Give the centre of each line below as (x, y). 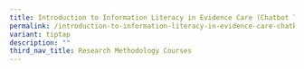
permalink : (30, 26)
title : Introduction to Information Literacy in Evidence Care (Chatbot (149, 17)
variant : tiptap (40, 34)
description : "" (40, 43)
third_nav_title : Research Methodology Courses (101, 51)
